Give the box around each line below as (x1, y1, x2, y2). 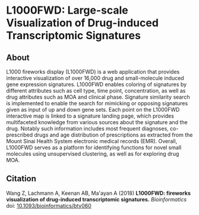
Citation (6, 173, 37, 184)
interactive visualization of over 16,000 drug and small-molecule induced (6, 75, 184, 81)
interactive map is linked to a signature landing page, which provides (6, 112, 174, 119)
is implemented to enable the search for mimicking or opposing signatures (6, 100, 188, 107)
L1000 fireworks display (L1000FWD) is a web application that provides (6, 68, 180, 75)
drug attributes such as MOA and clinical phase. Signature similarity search (6, 93, 190, 100)
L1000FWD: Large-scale (6, 4, 129, 17)
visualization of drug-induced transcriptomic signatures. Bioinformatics (6, 195, 187, 203)
